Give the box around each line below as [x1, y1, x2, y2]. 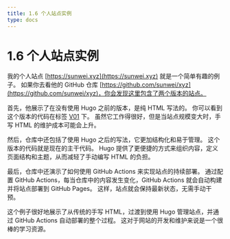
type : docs [7, 16, 38, 23]
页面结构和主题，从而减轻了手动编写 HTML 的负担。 [7, 152, 154, 161]
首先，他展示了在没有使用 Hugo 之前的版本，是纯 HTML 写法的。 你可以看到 [7, 104, 223, 112]
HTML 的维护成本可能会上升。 [14, 121, 100, 129]
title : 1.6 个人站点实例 [7, 10, 72, 17]
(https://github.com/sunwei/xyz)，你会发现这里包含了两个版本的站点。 [7, 89, 207, 98]
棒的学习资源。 [7, 225, 49, 234]
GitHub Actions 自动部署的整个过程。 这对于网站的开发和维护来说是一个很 [14, 216, 224, 225]
